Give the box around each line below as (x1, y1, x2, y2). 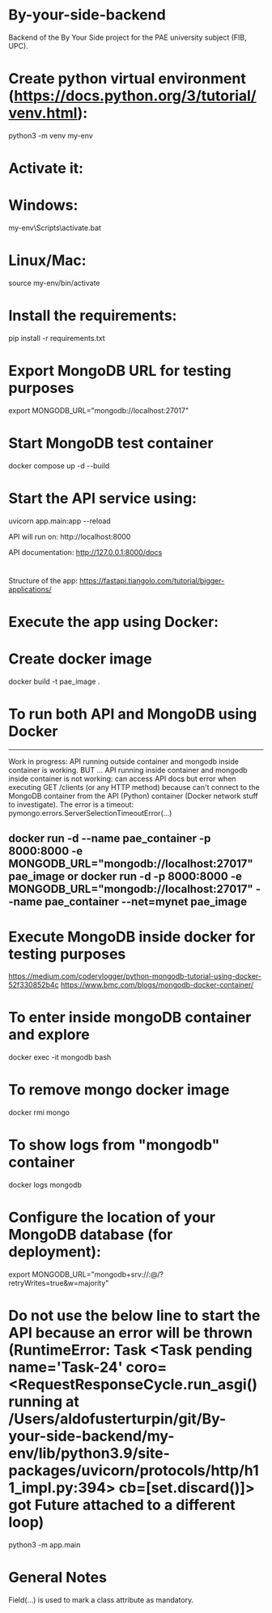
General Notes (8, 1568, 108, 1587)
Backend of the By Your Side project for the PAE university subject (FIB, (8, 32, 247, 42)
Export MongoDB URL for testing (8, 362, 232, 380)
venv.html (8, 104, 79, 122)
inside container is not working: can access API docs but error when (8, 774, 236, 783)
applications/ (8, 584, 52, 594)
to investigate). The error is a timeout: (8, 800, 134, 809)
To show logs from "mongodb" (8, 1136, 220, 1154)
